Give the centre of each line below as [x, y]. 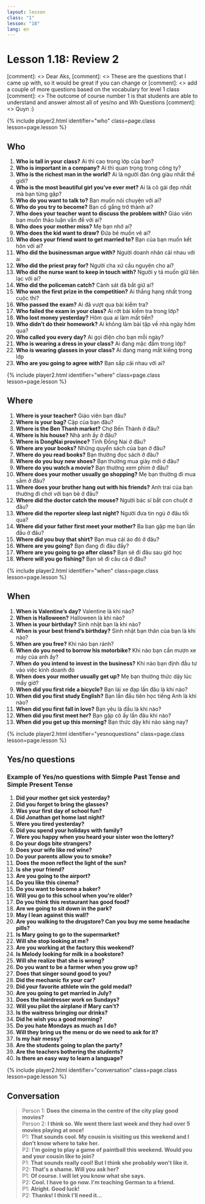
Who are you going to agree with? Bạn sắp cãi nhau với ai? [90, 363]
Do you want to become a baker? [58, 889]
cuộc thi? [27, 298]
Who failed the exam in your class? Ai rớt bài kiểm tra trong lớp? [97, 311]
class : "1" [21, 18]
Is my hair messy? [39, 1039]
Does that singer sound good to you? [63, 974]
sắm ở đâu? [30, 480]
